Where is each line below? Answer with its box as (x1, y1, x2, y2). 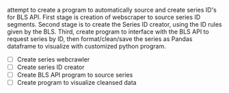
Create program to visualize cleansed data (16, 79, 137, 87)
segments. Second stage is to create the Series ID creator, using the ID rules (7, 21, 222, 28)
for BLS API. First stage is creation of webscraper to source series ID (7, 13, 201, 21)
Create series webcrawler (16, 55, 90, 64)
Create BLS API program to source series (16, 71, 133, 79)
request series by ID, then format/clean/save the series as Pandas (7, 35, 193, 43)
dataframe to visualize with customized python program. (7, 42, 166, 50)
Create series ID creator (16, 63, 85, 71)
